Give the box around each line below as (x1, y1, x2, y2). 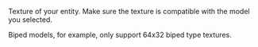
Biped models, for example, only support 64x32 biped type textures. (8, 31, 232, 39)
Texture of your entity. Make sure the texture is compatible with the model (8, 7, 250, 16)
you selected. (8, 15, 53, 24)
